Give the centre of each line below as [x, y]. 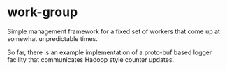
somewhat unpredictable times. [52, 38]
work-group [43, 12]
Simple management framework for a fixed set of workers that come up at [113, 31]
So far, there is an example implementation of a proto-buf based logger [110, 52]
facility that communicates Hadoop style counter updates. [91, 59]
